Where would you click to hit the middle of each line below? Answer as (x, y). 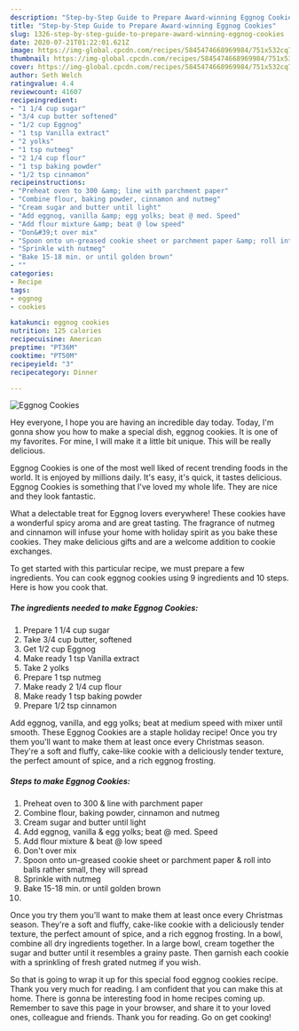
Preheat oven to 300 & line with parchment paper (113, 803)
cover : (22, 68)
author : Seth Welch (46, 76)
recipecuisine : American (56, 340)
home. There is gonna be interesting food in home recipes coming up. (138, 999)
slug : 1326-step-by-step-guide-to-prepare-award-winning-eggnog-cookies (147, 34)
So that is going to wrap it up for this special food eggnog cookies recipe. (144, 979)
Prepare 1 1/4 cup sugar (66, 630)
